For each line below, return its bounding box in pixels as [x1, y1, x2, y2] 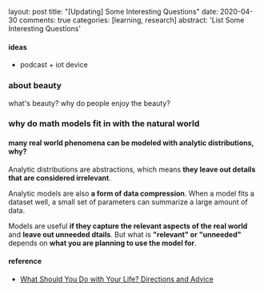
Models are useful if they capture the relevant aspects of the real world [8, 220, 248, 231]
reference [8, 257, 42, 266]
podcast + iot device [19, 60, 88, 70]
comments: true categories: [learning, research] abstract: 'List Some [18, 15, 245, 25]
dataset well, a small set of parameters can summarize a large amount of [8, 196, 248, 207]
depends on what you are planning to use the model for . [8, 238, 198, 248]
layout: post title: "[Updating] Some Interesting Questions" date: [8, 7, 218, 16]
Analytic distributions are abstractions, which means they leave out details [8, 164, 256, 174]
